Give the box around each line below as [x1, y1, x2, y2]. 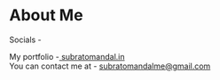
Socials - [9, 34, 42, 45]
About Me [9, 5, 83, 25]
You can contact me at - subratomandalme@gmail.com [9, 61, 211, 71]
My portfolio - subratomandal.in [9, 51, 126, 62]
